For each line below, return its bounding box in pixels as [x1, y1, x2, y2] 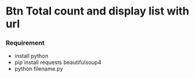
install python [14, 53, 49, 60]
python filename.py [14, 65, 63, 73]
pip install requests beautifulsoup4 [14, 59, 101, 66]
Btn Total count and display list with [5, 4, 190, 18]
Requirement [5, 39, 45, 47]
